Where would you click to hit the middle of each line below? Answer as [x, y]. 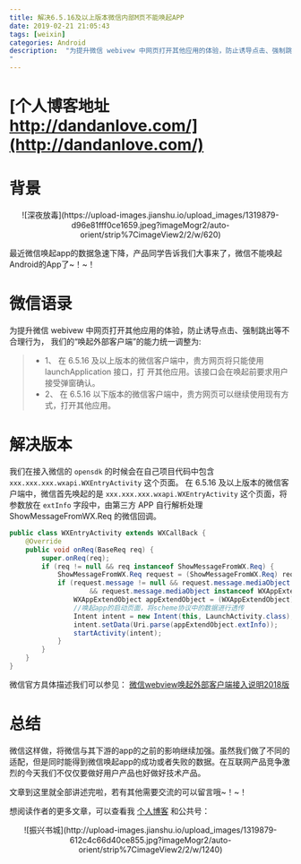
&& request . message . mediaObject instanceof [172, 592]
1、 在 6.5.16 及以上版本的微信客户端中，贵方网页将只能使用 [154, 361]
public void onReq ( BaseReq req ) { [90, 550]
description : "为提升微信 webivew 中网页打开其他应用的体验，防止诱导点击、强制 [147, 51]
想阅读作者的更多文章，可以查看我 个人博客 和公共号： [110, 810]
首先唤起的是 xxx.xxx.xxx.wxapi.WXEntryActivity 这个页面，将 [172, 494]
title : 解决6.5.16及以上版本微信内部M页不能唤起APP [97, 17]
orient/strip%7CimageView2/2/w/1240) [150, 849]
